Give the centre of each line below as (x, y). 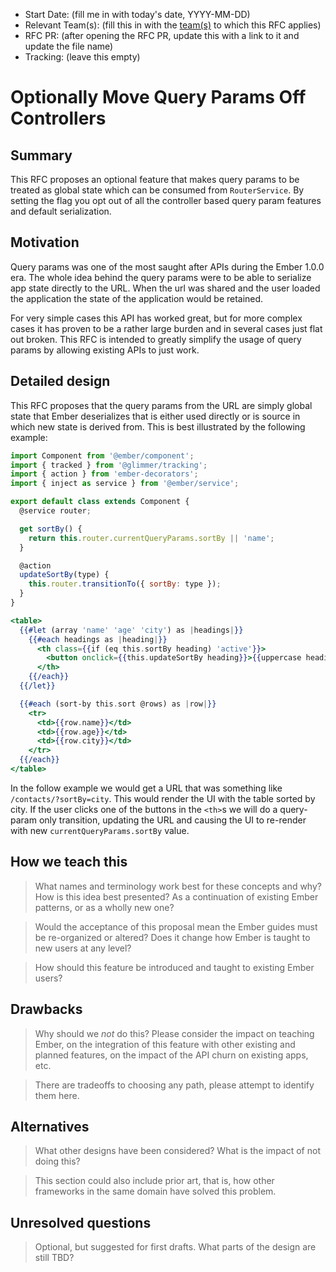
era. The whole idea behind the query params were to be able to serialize (161, 277)
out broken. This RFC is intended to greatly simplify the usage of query (156, 339)
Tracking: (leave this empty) (82, 57)
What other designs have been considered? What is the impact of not (177, 1151)
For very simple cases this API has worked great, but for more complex (156, 318)
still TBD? (54, 1258)
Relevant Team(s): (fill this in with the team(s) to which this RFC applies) (173, 25)
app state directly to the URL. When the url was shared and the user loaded (165, 288)
